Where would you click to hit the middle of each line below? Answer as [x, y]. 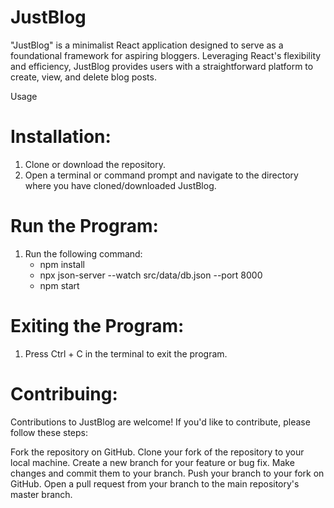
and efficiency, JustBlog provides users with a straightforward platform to [162, 66]
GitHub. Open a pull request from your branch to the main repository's [155, 483]
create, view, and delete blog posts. [83, 77]
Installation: [61, 137]
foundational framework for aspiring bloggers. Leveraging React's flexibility [166, 55]
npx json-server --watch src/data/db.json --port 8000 [151, 275]
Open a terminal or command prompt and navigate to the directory [161, 175]
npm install [62, 264]
